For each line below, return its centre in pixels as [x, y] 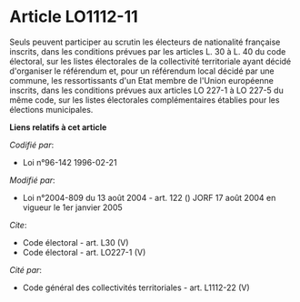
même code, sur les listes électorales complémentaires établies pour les [145, 100]
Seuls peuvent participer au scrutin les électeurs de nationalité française [145, 42]
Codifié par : [32, 145]
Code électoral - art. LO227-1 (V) [84, 252]
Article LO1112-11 [74, 17]
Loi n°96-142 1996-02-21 [70, 162]
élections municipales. [51, 109]
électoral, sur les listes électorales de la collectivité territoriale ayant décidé [150, 61]
